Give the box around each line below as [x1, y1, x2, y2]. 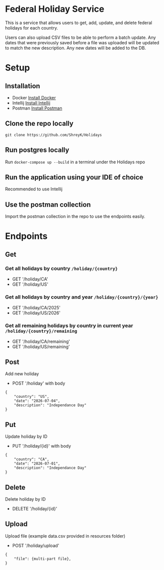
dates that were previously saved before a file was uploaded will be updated [5, 39, 160, 45]
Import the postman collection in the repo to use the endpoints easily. [5, 213, 146, 219]
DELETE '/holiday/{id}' [12, 506, 57, 512]
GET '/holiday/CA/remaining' [12, 338, 70, 344]
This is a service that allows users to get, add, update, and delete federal [5, 20, 152, 26]
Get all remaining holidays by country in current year [5, 322, 134, 329]
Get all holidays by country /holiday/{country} [5, 265, 118, 271]
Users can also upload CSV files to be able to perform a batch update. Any [5, 34, 156, 40]
